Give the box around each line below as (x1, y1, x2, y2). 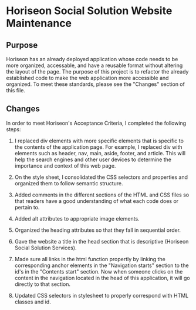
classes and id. (14, 298, 51, 305)
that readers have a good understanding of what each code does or (14, 197, 179, 204)
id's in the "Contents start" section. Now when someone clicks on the (14, 268, 183, 275)
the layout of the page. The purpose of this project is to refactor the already (6, 68, 189, 75)
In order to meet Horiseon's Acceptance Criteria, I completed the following (6, 119, 187, 126)
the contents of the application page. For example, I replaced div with (14, 143, 183, 151)
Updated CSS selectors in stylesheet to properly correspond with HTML (14, 292, 189, 299)
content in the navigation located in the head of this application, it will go (14, 274, 190, 281)
